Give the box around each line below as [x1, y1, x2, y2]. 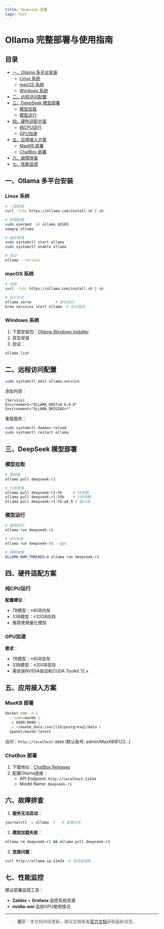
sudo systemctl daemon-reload [5, 425, 67, 431]
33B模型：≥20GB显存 [12, 662, 56, 668]
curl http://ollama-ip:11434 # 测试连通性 [5, 859, 91, 863]
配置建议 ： [5, 597, 27, 603]
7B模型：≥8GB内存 [12, 607, 51, 613]
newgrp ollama [5, 226, 34, 232]
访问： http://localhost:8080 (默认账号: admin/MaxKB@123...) [5, 739, 131, 744]
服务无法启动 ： [12, 810, 42, 816]
